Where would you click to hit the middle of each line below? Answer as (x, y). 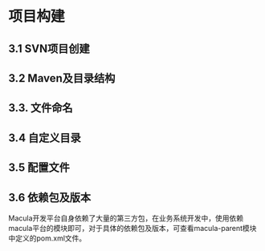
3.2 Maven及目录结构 (62, 78)
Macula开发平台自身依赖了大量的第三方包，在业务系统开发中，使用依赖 (126, 218)
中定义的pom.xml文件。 (47, 238)
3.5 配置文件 (39, 168)
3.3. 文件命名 (41, 108)
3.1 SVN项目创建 (49, 49)
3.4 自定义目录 (45, 138)
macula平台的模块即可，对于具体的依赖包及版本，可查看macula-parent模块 (132, 228)
